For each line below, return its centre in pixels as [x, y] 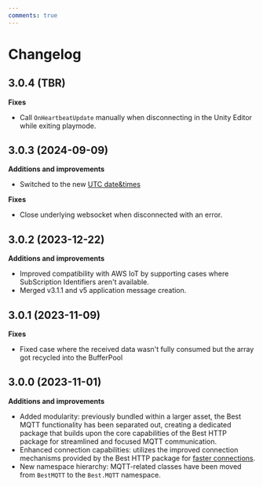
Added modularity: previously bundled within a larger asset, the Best [130, 416]
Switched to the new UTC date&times [80, 185]
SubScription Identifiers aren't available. [84, 282]
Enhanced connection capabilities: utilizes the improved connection [129, 449]
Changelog [45, 54]
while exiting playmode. [58, 126]
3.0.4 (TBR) [37, 83]
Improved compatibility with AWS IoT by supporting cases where [124, 274]
